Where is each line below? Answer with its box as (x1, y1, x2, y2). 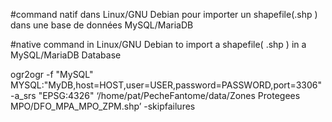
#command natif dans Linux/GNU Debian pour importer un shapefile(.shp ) (10, 9, 318, 20)
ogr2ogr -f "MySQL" (10, 69, 94, 80)
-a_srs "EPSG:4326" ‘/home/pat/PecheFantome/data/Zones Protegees (10, 90, 301, 101)
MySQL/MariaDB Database (10, 49, 122, 61)
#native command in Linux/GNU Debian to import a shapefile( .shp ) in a (10, 39, 307, 50)
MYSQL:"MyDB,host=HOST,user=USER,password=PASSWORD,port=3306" (10, 79, 323, 91)
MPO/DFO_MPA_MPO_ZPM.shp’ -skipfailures (10, 100, 196, 112)
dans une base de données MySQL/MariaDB (10, 19, 194, 31)
